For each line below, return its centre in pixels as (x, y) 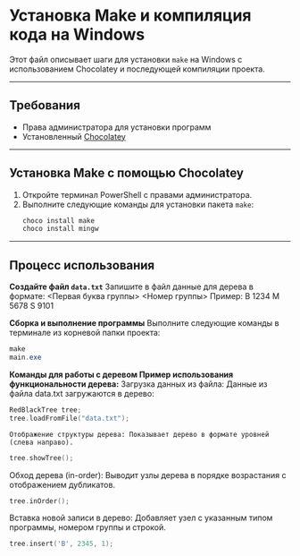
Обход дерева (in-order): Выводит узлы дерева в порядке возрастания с (148, 475)
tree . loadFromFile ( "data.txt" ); (69, 418)
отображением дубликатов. (62, 484)
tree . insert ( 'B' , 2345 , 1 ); (62, 544)
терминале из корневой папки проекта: (85, 333)
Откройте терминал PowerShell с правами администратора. (137, 194)
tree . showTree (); (42, 458)
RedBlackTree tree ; (46, 410)
